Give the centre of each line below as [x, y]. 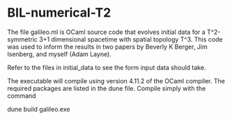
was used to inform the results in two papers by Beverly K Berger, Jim [107, 46]
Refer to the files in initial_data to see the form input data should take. [107, 67]
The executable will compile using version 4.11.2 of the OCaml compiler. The [116, 80]
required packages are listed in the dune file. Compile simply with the [107, 88]
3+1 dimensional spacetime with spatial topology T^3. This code [131, 39]
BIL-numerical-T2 [59, 13]
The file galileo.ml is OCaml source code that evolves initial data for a [106, 32]
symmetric [23, 39]
